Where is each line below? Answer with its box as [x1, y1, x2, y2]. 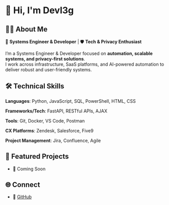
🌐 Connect [5, 181, 40, 189]
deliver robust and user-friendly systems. [5, 67, 92, 73]
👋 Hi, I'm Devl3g [5, 5, 74, 16]
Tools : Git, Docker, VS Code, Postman [5, 118, 85, 124]
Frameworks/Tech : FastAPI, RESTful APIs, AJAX [5, 108, 108, 114]
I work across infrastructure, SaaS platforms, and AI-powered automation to [5, 61, 164, 67]
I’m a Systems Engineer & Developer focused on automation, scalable [5, 50, 153, 56]
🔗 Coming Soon [12, 165, 46, 172]
